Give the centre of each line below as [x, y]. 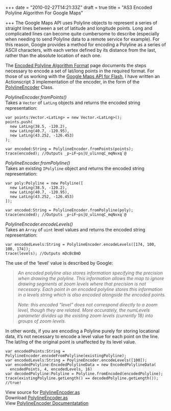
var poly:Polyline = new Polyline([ [44, 183]
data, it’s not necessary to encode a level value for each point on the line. [82, 336]
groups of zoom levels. [42, 321]
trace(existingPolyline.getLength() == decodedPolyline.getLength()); [82, 378]
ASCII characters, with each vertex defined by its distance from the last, [81, 50]
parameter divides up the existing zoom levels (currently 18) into [85, 316]
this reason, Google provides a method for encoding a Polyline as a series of [86, 45]
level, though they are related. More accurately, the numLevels [84, 310]
